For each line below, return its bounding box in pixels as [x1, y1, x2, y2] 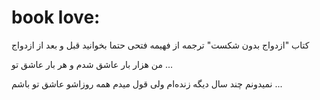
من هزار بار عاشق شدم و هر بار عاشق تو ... [11, 58, 174, 70]
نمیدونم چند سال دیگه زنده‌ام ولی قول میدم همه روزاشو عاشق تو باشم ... [11, 77, 283, 90]
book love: [11, 6, 101, 29]
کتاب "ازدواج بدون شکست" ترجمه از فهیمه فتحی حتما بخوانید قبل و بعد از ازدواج [11, 39, 310, 51]
